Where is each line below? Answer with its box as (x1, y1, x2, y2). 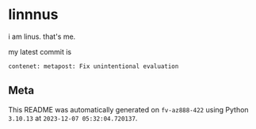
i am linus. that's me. (8, 32, 76, 41)
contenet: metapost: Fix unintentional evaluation (8, 62, 179, 70)
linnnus (8, 6, 59, 24)
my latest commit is (8, 47, 72, 56)
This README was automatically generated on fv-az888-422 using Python (8, 104, 249, 114)
